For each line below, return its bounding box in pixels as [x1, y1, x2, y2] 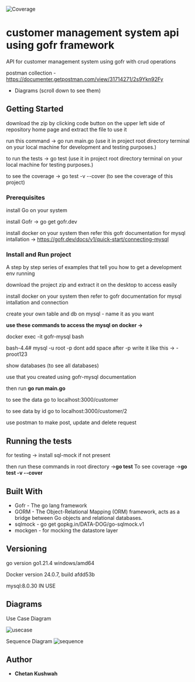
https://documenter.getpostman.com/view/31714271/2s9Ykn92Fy [6, 75, 164, 82]
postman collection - [6, 69, 56, 76]
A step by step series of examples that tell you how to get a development [6, 264, 182, 271]
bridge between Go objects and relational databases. [14, 514, 143, 521]
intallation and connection [6, 299, 69, 306]
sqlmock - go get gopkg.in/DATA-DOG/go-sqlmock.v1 [14, 520, 145, 528]
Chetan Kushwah [14, 670, 58, 677]
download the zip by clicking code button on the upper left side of [6, 119, 165, 126]
